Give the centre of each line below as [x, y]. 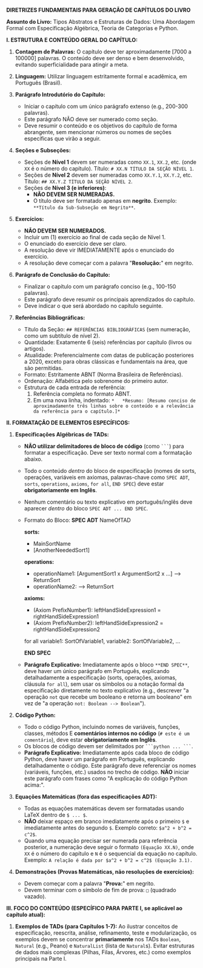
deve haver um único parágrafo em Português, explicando [97, 671]
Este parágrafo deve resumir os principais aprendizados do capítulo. [109, 299]
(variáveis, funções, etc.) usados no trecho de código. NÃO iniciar [107, 772]
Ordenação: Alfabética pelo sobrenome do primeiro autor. [96, 381]
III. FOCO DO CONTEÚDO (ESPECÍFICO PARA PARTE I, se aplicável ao [95, 908]
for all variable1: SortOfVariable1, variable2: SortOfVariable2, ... [102, 641]
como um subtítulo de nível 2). [62, 336]
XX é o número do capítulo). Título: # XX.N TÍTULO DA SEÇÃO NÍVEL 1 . [109, 168]
